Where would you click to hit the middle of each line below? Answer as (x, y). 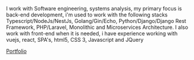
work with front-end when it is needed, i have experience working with (92, 34)
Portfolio (17, 51)
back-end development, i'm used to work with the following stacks (87, 15)
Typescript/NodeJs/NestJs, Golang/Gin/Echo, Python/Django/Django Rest (96, 21)
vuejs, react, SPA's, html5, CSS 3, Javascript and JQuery (75, 40)
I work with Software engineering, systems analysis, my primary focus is (94, 9)
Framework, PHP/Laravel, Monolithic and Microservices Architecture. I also (97, 27)
